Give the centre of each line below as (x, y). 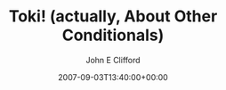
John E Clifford (113, 60)
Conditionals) (113, 35)
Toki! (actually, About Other (113, 16)
